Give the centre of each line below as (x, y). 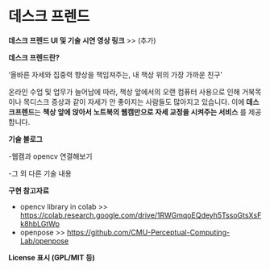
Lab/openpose (44, 241)
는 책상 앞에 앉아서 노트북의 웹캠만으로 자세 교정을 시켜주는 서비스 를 (141, 112)
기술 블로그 (25, 139)
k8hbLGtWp (40, 223)
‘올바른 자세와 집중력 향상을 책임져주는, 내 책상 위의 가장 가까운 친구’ (116, 74)
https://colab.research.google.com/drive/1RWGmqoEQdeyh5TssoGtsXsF (141, 215)
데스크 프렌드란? (34, 57)
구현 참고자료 (29, 190)
